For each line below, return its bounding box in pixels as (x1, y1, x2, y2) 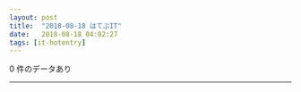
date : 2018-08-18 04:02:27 (9, 29, 118, 38)
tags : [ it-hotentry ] (9, 38, 87, 47)
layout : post (9, 13, 58, 22)
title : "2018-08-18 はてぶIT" (9, 21, 123, 30)
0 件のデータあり (9, 63, 72, 74)
